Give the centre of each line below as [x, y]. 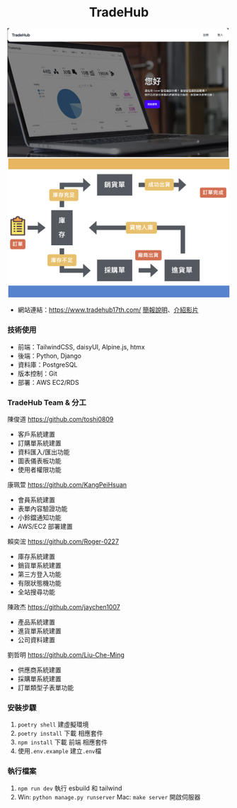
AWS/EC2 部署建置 [45, 526]
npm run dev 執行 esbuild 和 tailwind [70, 788]
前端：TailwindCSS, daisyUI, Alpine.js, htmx [81, 347]
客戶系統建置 [36, 434]
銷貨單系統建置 [39, 565]
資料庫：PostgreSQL [47, 364]
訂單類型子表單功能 [46, 688]
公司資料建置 [36, 639]
